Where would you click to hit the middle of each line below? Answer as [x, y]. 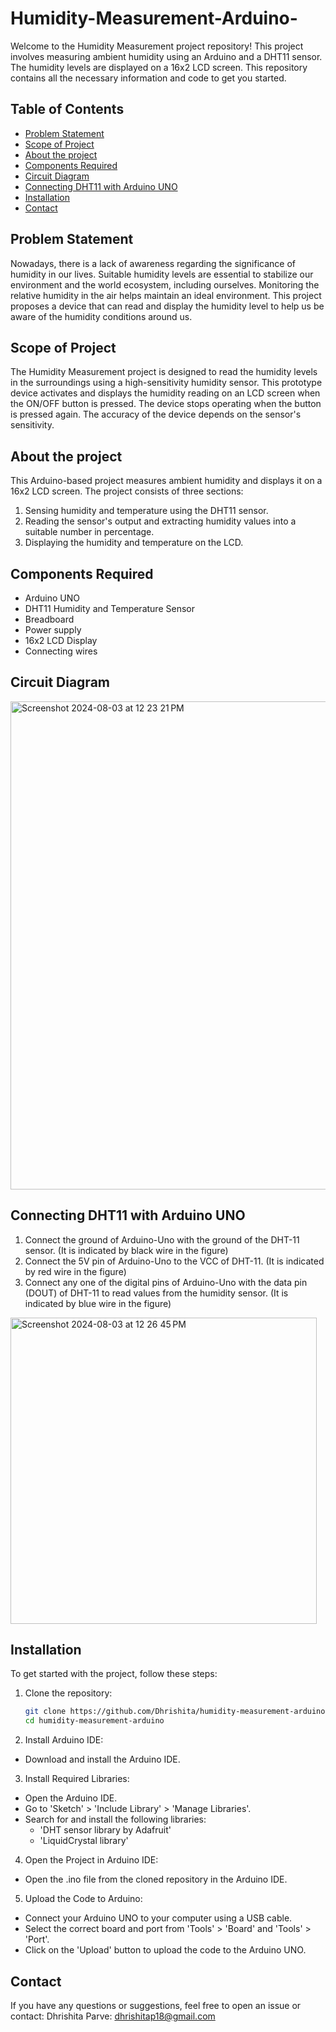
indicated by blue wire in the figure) [98, 1303]
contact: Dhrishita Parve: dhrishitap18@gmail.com [113, 2016]
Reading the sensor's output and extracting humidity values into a [160, 521]
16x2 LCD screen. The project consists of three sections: [127, 491]
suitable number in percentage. [89, 532]
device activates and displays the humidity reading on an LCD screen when [165, 393]
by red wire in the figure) [75, 1271]
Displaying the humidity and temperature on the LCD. [134, 543]
